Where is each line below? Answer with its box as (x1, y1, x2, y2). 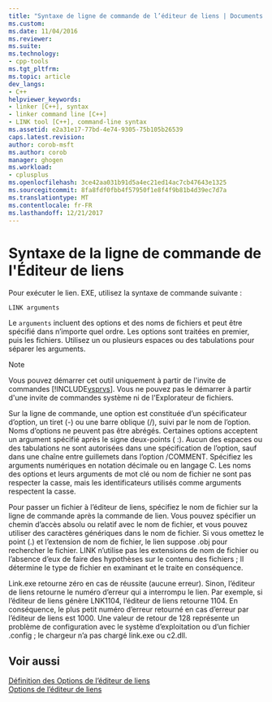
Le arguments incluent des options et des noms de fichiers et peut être (8, 318, 243, 328)
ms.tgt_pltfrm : (8, 65, 60, 73)
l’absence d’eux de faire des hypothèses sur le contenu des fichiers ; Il (8, 555, 244, 564)
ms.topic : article (8, 72, 71, 81)
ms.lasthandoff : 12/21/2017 (8, 208, 104, 217)
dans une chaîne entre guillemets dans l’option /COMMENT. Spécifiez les (8, 452, 253, 462)
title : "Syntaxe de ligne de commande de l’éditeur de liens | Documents (8, 11, 264, 20)
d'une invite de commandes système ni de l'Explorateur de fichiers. (8, 393, 234, 403)
